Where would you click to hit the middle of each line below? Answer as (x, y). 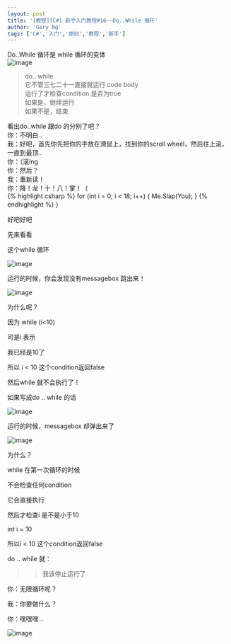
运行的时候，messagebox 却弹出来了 (61, 426)
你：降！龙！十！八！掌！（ (48, 188)
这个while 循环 (28, 250)
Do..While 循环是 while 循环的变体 (57, 54)
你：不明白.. (25, 135)
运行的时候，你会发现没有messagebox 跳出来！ (77, 278)
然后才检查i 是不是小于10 (43, 515)
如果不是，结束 (46, 111)
